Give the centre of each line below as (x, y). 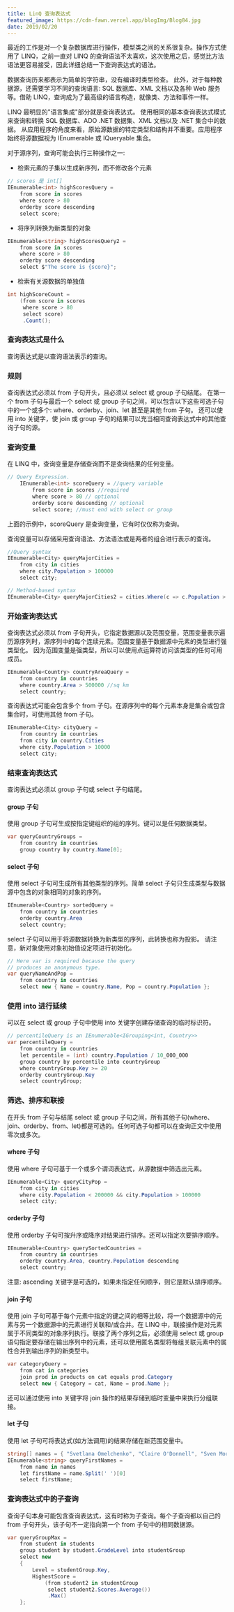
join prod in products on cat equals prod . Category (96, 1377)
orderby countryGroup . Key (57, 1075)
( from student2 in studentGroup (91, 1583)
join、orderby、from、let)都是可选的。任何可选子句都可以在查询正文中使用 (114, 1126)
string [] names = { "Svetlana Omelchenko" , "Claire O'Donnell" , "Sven (112, 1453)
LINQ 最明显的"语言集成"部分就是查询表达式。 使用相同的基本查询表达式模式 (117, 112)
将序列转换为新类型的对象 (54, 228)
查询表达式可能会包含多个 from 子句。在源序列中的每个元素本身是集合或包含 (116, 705)
